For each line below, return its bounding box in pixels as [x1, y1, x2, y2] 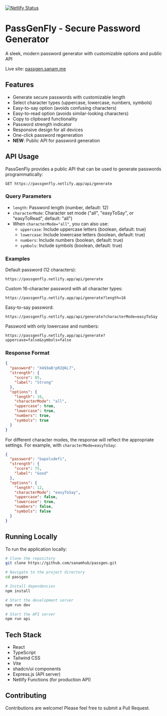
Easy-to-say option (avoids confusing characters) [12, 105, 117, 111]
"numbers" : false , [14, 504, 53, 509]
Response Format [5, 350, 50, 357]
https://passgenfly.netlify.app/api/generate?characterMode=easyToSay [5, 314, 158, 319]
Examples [5, 255, 30, 262]
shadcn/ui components [12, 666, 61, 672]
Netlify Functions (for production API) [12, 677, 91, 683]
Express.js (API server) [12, 671, 61, 677]
